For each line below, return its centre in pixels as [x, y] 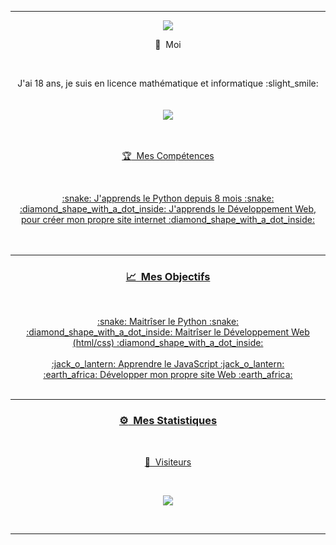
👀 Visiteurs [168, 462]
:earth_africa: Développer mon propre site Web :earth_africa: [168, 375]
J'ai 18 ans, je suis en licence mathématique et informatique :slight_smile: [168, 83]
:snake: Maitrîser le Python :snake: [168, 322]
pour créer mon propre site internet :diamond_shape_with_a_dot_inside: [168, 219]
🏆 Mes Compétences [168, 155]
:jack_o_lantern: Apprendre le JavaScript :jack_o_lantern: [168, 364]
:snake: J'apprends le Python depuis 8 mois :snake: [168, 198]
